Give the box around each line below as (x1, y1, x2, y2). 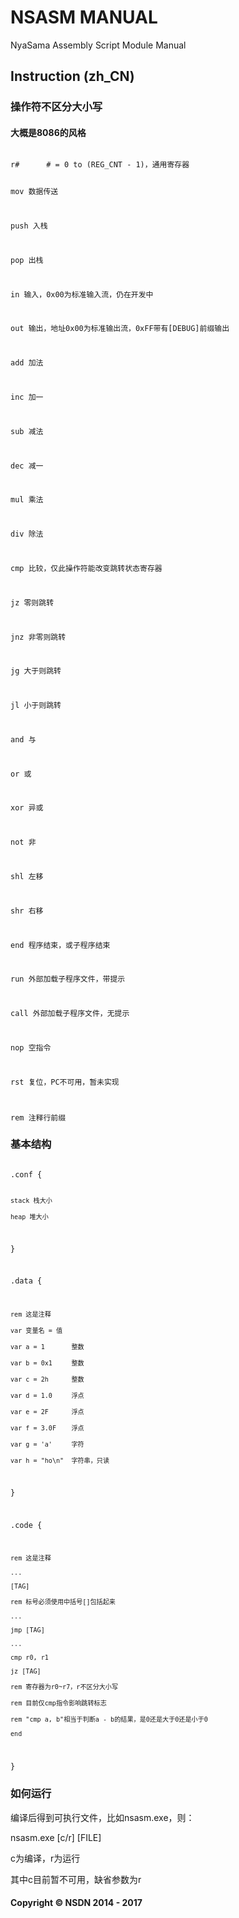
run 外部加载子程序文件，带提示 (10, 974, 126, 985)
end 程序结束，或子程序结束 (10, 940, 111, 950)
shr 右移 (10, 906, 44, 916)
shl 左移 (10, 871, 44, 881)
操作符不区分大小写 (10, 100, 103, 114)
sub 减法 (10, 426, 44, 436)
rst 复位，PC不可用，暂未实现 (10, 1077, 120, 1087)
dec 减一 (10, 461, 44, 471)
